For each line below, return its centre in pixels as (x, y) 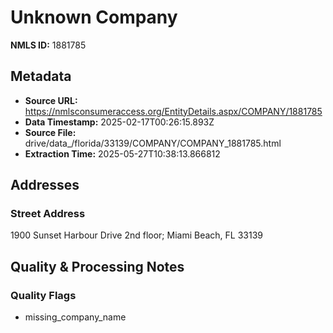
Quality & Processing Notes (97, 266)
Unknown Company (94, 17)
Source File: (50, 132)
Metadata (41, 76)
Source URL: (51, 100)
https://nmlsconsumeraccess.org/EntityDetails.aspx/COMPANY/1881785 (173, 111)
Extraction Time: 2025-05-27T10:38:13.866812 (122, 153)
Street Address (48, 214)
